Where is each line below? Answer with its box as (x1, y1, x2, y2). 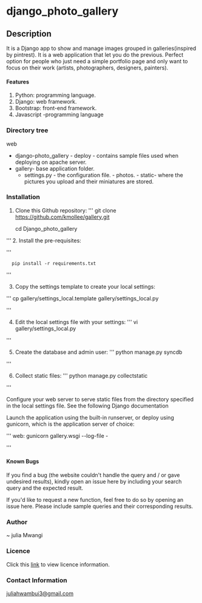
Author (6, 518, 28, 526)
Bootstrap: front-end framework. (15, 105, 97, 112)
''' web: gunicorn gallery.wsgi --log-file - (6, 432, 109, 439)
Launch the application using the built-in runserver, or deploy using (6, 414, 174, 421)
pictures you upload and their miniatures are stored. (24, 178, 154, 185)
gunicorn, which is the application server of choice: (6, 420, 135, 428)
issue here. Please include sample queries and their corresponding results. (6, 503, 194, 510)
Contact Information (6, 576, 68, 584)
